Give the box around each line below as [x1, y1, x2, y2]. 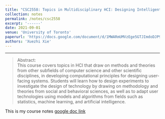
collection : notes [5, 12, 43, 17]
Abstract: [17, 57, 36, 63]
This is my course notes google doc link [5, 108, 86, 114]
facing [17, 78, 30, 84]
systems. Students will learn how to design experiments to [31, 78, 149, 84]
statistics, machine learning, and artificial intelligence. [17, 98, 126, 104]
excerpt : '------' [5, 21, 43, 26]
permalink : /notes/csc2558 [5, 16, 60, 21]
